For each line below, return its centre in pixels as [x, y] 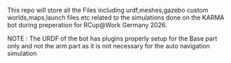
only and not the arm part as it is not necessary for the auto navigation [108, 46]
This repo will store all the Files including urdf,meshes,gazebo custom [108, 10]
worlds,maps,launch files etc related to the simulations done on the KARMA [116, 17]
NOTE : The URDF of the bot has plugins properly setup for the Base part [112, 38]
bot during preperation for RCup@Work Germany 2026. [87, 25]
